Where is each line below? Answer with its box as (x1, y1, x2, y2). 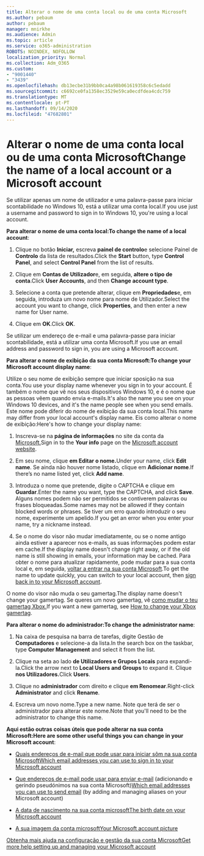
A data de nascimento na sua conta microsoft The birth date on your (15, 807, 186, 814)
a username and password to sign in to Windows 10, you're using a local (6, 209, 188, 217)
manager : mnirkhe (6, 26, 51, 32)
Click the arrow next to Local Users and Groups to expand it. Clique (21, 664, 192, 672)
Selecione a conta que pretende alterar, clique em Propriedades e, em (15, 289, 191, 297)
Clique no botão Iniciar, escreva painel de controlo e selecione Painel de (15, 246, 198, 253)
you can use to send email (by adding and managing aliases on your (15, 788, 187, 796)
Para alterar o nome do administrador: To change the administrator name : (6, 621, 195, 628)
